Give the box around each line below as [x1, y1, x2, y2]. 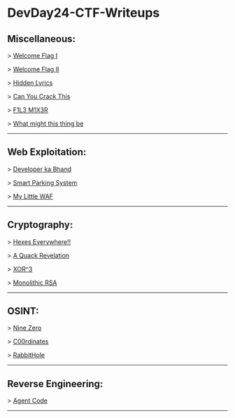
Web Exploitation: [7, 146, 87, 159]
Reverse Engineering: [7, 377, 104, 390]
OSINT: [7, 305, 40, 317]
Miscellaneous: [7, 33, 76, 45]
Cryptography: [7, 219, 73, 231]
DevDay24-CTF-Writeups [7, 5, 160, 21]
